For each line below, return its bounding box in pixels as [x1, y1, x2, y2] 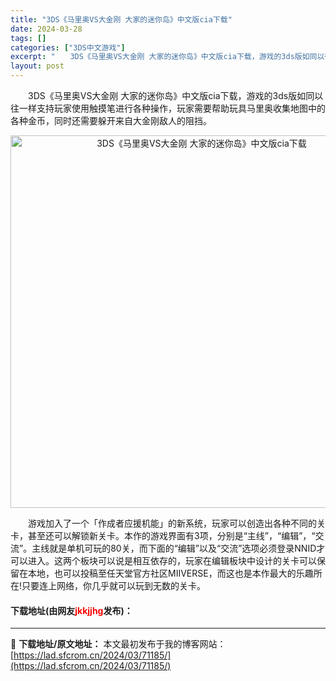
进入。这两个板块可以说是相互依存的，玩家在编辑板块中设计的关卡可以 [27, 555, 317, 566]
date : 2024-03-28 [10, 24, 83, 34]
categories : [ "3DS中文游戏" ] [10, 42, 126, 53]
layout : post [10, 61, 65, 71]
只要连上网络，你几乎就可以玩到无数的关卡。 [21, 580, 207, 591]
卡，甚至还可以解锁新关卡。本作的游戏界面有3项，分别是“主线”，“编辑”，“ [10, 530, 316, 541]
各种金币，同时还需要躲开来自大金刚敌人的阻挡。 [10, 115, 212, 126]
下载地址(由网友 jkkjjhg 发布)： [10, 604, 133, 616]
